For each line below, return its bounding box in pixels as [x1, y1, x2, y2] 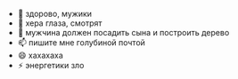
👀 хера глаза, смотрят [17, 18, 103, 28]
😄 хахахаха [17, 50, 64, 60]
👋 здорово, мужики [17, 9, 92, 19]
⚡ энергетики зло [17, 60, 85, 70]
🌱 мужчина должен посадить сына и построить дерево [17, 28, 230, 37]
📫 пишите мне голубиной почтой [17, 37, 145, 48]
